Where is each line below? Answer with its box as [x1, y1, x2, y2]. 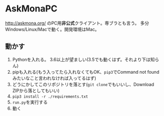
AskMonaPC [5, 3, 58, 14]
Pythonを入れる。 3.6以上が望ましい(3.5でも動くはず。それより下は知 [12, 56, 155, 62]
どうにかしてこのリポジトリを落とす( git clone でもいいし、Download [12, 81, 155, 87]
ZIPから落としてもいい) [12, 88, 60, 94]
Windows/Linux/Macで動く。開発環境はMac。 [5, 26, 100, 32]
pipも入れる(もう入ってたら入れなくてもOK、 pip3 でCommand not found [12, 69, 160, 75]
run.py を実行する [12, 99, 48, 105]
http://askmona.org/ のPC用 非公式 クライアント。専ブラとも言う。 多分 [5, 20, 150, 26]
